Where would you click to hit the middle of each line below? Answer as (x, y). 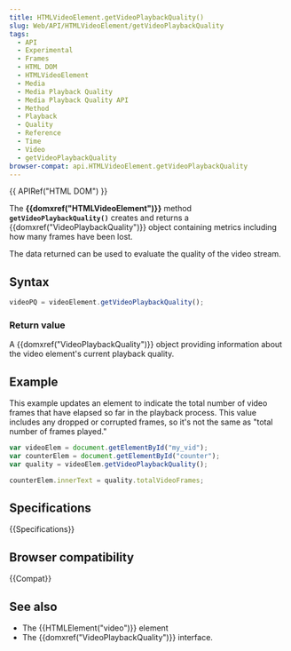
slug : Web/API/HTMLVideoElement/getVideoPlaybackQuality (117, 26)
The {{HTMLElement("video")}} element (95, 628)
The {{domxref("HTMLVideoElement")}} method (101, 209)
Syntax (29, 282)
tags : (19, 34)
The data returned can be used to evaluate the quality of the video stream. (145, 254)
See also (33, 606)
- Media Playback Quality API (73, 100)
